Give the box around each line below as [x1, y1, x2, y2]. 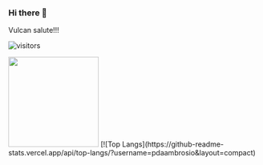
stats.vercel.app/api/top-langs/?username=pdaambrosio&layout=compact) [8, 148, 257, 158]
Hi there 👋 [8, 7, 48, 18]
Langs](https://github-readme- [122, 139, 225, 149]
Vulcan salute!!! [8, 26, 60, 35]
